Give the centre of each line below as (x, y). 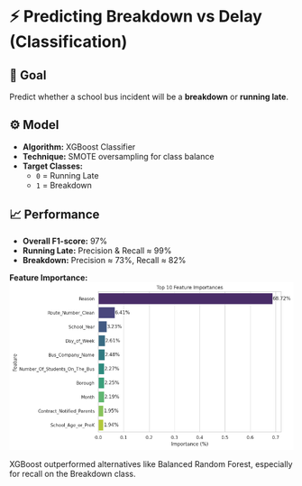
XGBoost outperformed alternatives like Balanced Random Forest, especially (151, 463)
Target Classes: (53, 166)
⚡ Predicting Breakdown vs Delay (136, 17)
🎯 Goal (28, 75)
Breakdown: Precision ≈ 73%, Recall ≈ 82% (104, 260)
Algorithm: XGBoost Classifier (79, 147)
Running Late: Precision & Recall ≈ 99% (97, 250)
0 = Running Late (67, 175)
